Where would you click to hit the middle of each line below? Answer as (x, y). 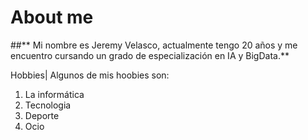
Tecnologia (48, 105)
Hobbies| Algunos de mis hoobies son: (90, 75)
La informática (54, 94)
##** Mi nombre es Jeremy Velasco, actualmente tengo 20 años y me (154, 45)
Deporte (42, 115)
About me (52, 17)
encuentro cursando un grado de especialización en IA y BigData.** (150, 55)
